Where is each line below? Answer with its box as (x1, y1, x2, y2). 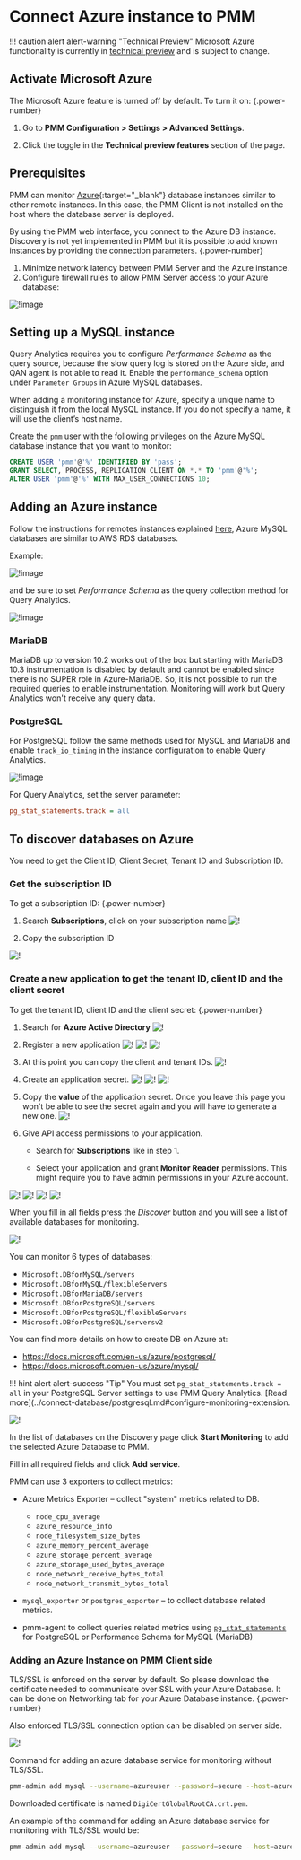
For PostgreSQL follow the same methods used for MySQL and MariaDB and (9, 736, 291, 747)
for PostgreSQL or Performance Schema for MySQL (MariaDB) (21, 1631, 254, 1642)
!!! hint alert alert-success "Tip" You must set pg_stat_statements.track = (9, 1377, 282, 1388)
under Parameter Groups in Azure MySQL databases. (9, 377, 203, 388)
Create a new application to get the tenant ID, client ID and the (9, 973, 284, 985)
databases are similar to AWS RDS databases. (9, 532, 179, 544)
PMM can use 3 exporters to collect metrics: (9, 1476, 173, 1487)
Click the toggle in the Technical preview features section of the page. (21, 139, 286, 150)
